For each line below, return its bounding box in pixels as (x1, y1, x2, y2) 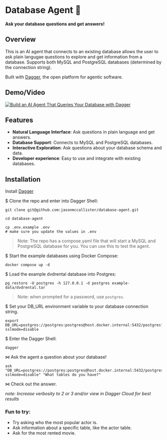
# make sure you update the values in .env (5, 229, 97, 234)
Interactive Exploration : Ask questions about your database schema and (12, 145, 162, 151)
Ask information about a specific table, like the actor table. (12, 425, 132, 431)
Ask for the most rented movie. (12, 430, 76, 436)
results (5, 396, 19, 402)
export (5, 318, 19, 323)
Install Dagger (5, 188, 34, 194)
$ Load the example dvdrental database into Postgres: (5, 271, 116, 277)
